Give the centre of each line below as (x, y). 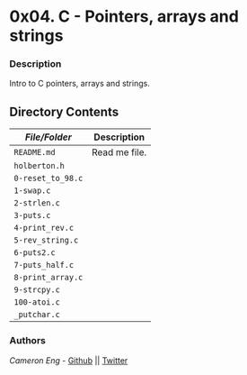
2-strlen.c (37, 203)
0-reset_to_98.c (49, 178)
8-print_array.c (49, 278)
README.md (35, 152)
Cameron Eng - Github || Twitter (69, 360)
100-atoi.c (37, 302)
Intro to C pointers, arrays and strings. (79, 84)
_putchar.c (37, 315)
